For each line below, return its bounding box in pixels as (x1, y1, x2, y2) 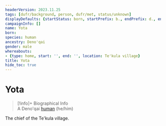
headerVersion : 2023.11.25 (5, 7, 61, 12)
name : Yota (5, 26, 28, 31)
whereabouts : (5, 49, 32, 54)
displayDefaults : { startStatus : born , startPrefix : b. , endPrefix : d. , (5, 16, 156, 21)
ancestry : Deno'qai (5, 40, 45, 45)
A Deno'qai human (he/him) (17, 106, 74, 112)
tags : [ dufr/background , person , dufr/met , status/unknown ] (5, 12, 132, 17)
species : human (5, 35, 37, 40)
